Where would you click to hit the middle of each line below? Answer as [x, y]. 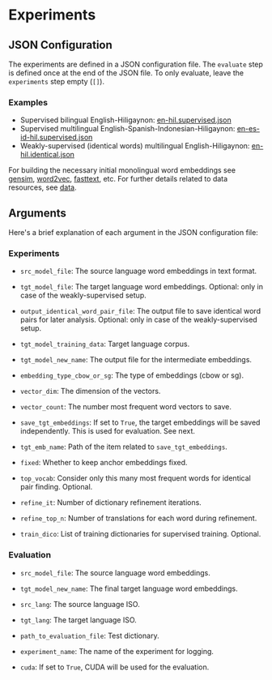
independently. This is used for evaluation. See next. [108, 431]
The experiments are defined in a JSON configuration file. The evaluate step [136, 64]
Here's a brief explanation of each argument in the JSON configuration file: [134, 233]
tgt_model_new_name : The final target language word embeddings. [129, 588]
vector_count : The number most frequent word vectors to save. [126, 407]
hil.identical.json [47, 155]
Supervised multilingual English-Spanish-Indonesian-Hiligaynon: [127, 129]
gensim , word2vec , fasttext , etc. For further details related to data [118, 179]
